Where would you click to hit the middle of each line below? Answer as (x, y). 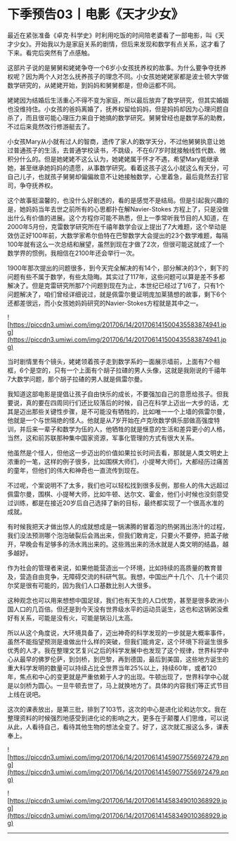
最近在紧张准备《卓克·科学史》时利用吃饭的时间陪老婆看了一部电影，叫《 (113, 35)
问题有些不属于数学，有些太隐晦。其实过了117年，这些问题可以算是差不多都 (116, 276)
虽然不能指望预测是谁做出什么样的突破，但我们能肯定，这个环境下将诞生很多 (118, 641)
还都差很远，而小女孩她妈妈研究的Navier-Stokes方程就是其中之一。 (105, 303)
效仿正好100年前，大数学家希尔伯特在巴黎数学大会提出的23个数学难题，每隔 (118, 235)
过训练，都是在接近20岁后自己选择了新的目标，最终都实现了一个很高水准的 (116, 502)
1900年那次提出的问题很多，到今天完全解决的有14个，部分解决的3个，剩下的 (118, 268)
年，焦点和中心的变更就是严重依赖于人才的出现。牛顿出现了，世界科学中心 (115, 677)
